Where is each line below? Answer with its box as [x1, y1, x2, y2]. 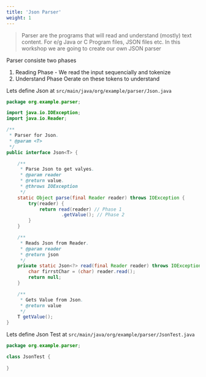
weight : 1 [6, 15, 32, 21]
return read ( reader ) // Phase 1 [39, 206, 122, 212]
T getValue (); [17, 314, 53, 320]
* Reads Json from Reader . [20, 240, 89, 246]
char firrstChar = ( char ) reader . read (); [28, 268, 136, 275]
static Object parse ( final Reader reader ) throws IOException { [17, 195, 185, 201]
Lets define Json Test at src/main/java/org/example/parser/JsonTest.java [6, 331, 195, 338]
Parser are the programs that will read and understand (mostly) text [21, 31, 192, 39]
